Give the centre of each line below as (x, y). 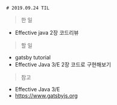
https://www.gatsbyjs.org (46, 96)
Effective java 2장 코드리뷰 (47, 33)
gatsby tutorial (33, 57)
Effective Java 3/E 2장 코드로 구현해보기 (63, 64)
